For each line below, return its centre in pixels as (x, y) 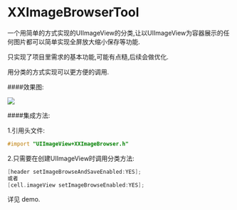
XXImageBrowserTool (73, 12)
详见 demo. (24, 199)
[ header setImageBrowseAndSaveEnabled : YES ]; (74, 172)
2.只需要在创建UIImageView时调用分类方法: (71, 158)
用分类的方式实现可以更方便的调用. (58, 72)
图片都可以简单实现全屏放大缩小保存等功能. (77, 42)
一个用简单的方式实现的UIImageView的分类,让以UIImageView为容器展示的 (116, 33)
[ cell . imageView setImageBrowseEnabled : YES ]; (76, 185)
